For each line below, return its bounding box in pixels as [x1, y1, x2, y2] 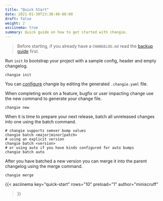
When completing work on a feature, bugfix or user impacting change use [5, 91, 154, 96]
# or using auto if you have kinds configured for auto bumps [5, 145, 134, 150]
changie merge [5, 173, 34, 178]
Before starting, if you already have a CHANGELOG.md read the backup [17, 43, 153, 49]
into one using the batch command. [5, 119, 77, 124]
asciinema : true [5, 25, 38, 30]
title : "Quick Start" [5, 7, 49, 12]
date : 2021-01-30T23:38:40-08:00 [5, 12, 73, 17]
